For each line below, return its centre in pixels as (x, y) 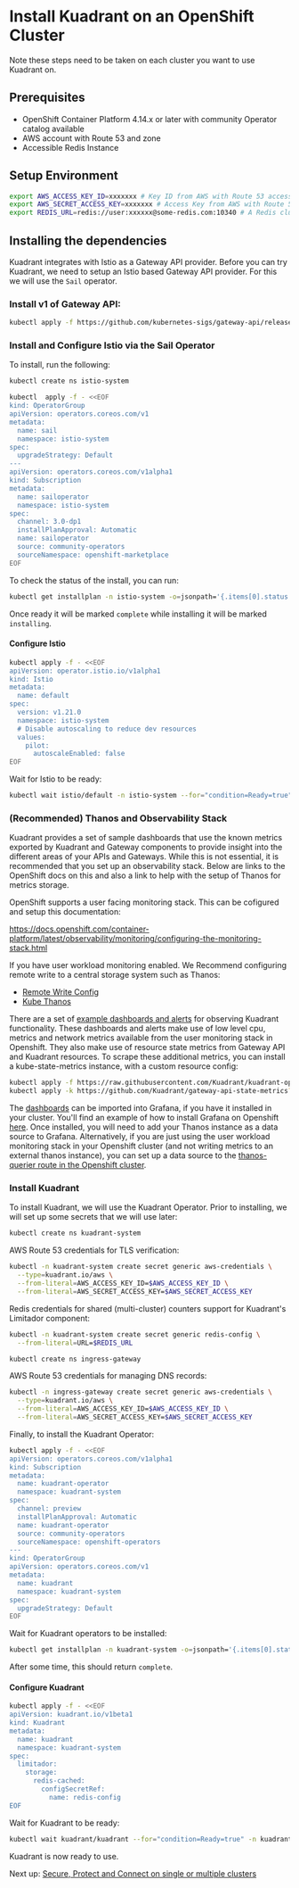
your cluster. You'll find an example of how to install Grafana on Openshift (144, 1118)
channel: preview (49, 1509)
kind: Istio (31, 679)
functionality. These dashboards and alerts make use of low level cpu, (137, 1029)
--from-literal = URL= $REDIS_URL (75, 1343)
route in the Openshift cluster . (92, 1165)
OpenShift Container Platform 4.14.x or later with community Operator (149, 119)
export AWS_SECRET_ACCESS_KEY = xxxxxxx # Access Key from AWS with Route (147, 204)
